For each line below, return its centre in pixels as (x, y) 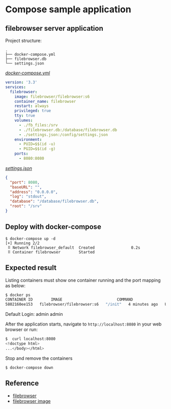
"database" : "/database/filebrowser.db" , (54, 201)
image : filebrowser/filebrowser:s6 (52, 96)
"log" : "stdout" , (28, 197)
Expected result (31, 268)
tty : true (25, 116)
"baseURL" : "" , (26, 187)
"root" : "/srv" (26, 206)
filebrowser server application (54, 28)
